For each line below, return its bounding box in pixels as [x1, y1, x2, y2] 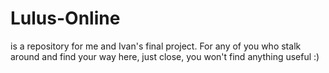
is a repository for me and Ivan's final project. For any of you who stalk [10, 40, 302, 52]
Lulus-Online [10, 7, 121, 30]
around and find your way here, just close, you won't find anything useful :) [10, 50, 320, 62]
